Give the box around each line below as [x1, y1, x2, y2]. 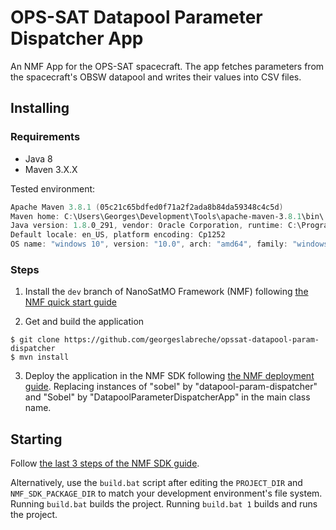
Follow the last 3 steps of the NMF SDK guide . [10, 457, 200, 470]
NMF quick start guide [24, 296, 117, 308]
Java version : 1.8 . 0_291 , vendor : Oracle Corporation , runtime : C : [10, 221, 298, 231]
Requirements [10, 130, 81, 144]
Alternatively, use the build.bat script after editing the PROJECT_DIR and [10, 477, 303, 489]
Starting [10, 431, 63, 448]
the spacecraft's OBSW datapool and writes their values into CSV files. [10, 71, 302, 83]
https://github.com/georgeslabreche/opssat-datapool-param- [63, 335, 320, 345]
